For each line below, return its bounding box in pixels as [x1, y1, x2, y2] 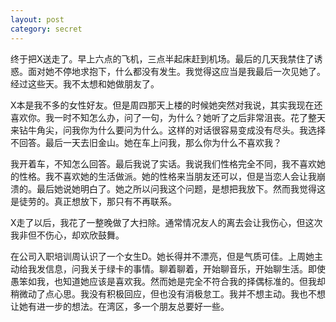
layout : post [10, 14, 65, 25]
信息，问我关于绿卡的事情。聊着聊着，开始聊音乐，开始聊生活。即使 [44, 262, 326, 275]
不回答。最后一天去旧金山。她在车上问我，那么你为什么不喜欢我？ [10, 136, 282, 148]
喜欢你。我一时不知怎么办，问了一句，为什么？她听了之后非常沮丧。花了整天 [10, 111, 326, 123]
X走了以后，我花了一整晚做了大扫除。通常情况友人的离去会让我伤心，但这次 [10, 216, 323, 228]
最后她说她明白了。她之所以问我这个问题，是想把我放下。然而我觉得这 [36, 182, 326, 195]
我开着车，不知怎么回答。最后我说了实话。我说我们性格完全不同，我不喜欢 [10, 157, 317, 170]
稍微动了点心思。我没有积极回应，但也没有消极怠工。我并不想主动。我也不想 [10, 287, 326, 300]
